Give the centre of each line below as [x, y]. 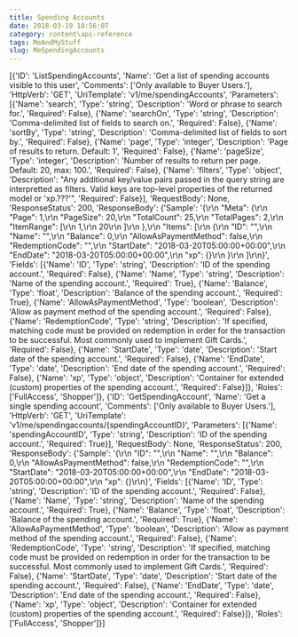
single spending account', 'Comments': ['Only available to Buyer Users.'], [143, 406]
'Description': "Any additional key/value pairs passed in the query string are [147, 179]
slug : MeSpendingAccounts [57, 51]
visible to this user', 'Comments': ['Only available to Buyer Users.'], [131, 85]
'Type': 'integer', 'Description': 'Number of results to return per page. [135, 161]
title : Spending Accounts [57, 17]
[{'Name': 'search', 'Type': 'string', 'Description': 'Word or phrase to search [145, 104]
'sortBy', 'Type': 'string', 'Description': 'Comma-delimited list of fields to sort [148, 132]
